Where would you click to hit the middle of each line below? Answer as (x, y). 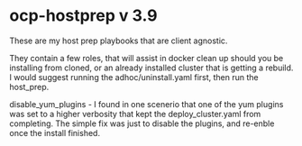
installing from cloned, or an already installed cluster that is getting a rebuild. (151, 68)
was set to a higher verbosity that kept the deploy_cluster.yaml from (135, 114)
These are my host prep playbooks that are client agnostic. (119, 41)
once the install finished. (55, 132)
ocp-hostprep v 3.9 (83, 16)
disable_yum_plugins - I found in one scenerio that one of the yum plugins (146, 104)
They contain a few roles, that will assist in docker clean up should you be (146, 58)
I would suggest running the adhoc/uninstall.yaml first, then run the (134, 77)
